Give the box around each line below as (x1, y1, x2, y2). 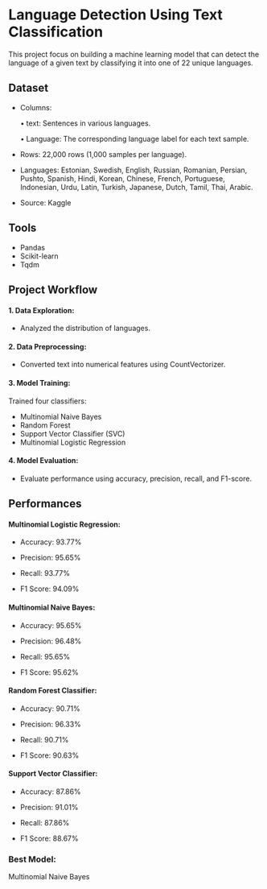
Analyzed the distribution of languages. (19, 324, 151, 333)
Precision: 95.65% (19, 553, 81, 563)
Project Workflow (8, 283, 98, 296)
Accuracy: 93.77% (19, 537, 82, 547)
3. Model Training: (8, 378, 71, 387)
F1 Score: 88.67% (19, 833, 79, 843)
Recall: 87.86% (19, 817, 70, 827)
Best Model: (8, 854, 56, 865)
